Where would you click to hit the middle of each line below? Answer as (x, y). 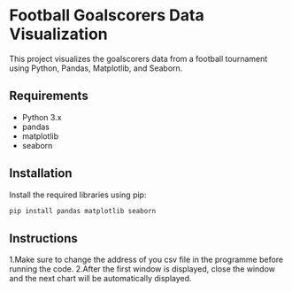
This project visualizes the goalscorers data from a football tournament (138, 58)
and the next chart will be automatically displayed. (100, 279)
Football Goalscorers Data (107, 15)
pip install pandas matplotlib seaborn (83, 211)
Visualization (58, 34)
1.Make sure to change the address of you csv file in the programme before (146, 260)
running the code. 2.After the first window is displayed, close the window (142, 269)
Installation (41, 173)
